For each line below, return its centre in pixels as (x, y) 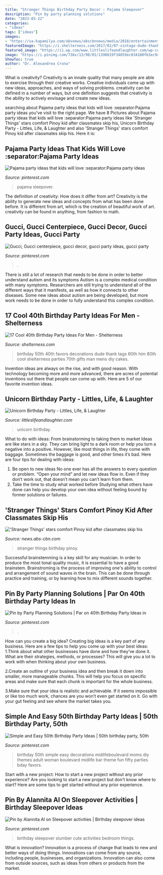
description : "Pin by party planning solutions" (55, 14)
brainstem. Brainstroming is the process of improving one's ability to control (81, 568)
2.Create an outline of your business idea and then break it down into (74, 671)
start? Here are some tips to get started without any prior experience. (74, 785)
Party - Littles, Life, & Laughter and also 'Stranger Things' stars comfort (76, 128)
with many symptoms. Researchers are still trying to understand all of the (78, 285)
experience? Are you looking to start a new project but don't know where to (81, 779)
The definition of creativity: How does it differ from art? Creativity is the (76, 196)
